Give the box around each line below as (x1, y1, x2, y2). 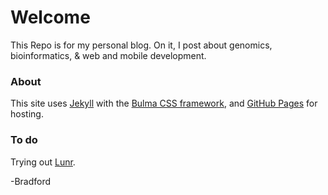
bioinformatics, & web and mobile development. (10, 49, 207, 61)
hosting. (10, 108, 44, 120)
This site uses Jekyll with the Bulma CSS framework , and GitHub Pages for (10, 97, 318, 110)
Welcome (10, 6, 91, 29)
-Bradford (10, 175, 52, 187)
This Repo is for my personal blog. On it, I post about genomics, (10, 39, 273, 51)
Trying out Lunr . (10, 156, 76, 168)
